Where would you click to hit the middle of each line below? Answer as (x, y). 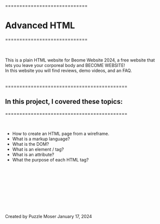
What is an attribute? (33, 154)
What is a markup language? (41, 139)
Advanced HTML (40, 26)
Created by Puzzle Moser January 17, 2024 (49, 216)
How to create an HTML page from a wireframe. (61, 133)
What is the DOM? (30, 144)
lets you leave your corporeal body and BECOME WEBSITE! (65, 65)
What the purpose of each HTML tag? (51, 160)
